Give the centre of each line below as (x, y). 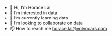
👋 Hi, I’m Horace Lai (30, 8)
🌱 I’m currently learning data (39, 18)
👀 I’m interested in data (33, 13)
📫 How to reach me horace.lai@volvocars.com (58, 28)
